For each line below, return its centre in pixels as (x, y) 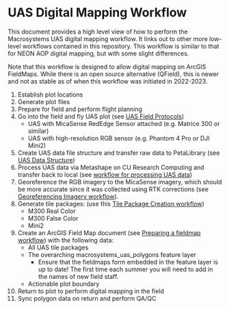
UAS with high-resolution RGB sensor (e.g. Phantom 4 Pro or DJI (119, 138)
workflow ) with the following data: (66, 240)
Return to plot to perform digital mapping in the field (91, 291)
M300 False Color (53, 218)
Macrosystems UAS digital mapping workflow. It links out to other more (108, 38)
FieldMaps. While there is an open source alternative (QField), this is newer (113, 74)
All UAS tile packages (58, 247)
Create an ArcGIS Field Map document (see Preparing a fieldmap (109, 233)
